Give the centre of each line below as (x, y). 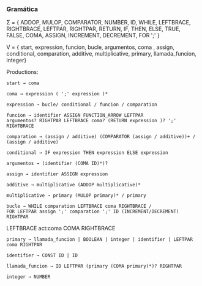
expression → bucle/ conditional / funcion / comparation (82, 105)
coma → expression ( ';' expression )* (57, 94)
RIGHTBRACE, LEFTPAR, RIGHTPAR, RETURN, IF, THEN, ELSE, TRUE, (93, 29)
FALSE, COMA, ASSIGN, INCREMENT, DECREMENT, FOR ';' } (83, 35)
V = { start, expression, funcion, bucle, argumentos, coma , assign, (90, 47)
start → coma (23, 83)
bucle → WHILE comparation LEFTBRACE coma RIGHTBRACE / (79, 207)
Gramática (22, 9)
